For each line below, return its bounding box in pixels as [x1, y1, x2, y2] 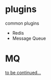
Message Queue [12, 35, 46, 41]
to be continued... [5, 69, 41, 75]
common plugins [5, 20, 40, 26]
